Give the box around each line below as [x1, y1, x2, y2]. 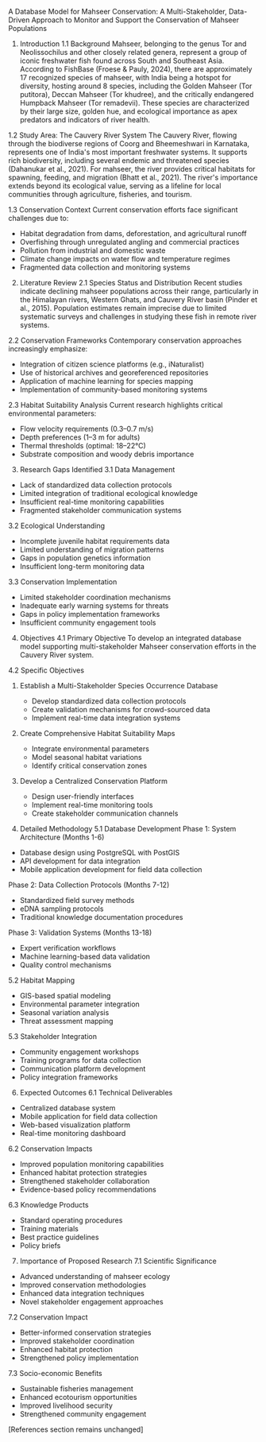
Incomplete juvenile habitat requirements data [19, 537, 170, 545]
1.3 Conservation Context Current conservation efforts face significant [8, 205, 238, 214]
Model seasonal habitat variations [31, 753, 142, 762]
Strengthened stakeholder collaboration [19, 1176, 150, 1185]
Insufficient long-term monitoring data [19, 562, 145, 571]
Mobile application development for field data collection [19, 865, 202, 874]
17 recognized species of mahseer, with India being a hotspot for [19, 73, 232, 82]
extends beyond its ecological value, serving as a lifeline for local [8, 181, 222, 190]
